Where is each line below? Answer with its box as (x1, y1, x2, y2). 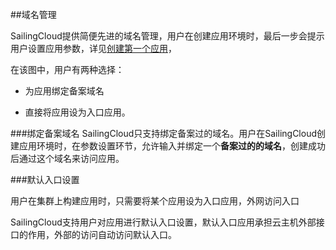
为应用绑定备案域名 (24, 85, 105, 97)
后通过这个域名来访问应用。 (10, 153, 125, 164)
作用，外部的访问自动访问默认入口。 (27, 229, 177, 240)
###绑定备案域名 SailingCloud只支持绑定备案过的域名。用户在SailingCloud (10, 128, 318, 139)
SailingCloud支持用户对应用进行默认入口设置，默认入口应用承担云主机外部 (10, 216, 317, 228)
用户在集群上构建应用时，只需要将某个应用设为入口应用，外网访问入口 (10, 195, 300, 207)
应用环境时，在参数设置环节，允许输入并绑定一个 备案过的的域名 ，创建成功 (18, 140, 326, 152)
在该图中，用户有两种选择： (10, 64, 125, 75)
